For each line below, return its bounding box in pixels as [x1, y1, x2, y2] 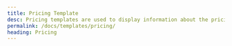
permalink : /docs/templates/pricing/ [7, 22, 116, 29]
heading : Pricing [7, 28, 57, 36]
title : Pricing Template [7, 9, 79, 17]
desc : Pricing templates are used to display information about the [7, 16, 209, 23]
